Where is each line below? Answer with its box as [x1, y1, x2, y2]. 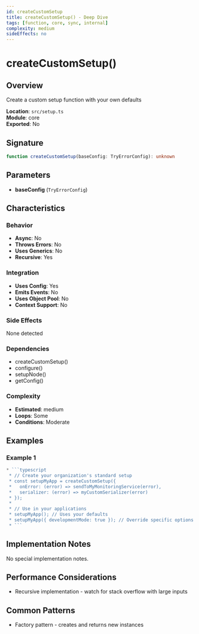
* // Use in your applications [8, 506, 87, 512]
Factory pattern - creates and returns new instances [14, 621, 144, 629]
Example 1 [6, 453, 36, 461]
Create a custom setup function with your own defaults [6, 96, 142, 103]
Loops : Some [14, 412, 48, 419]
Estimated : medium [14, 405, 64, 413]
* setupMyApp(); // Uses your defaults [8, 512, 109, 518]
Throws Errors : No [14, 241, 62, 248]
